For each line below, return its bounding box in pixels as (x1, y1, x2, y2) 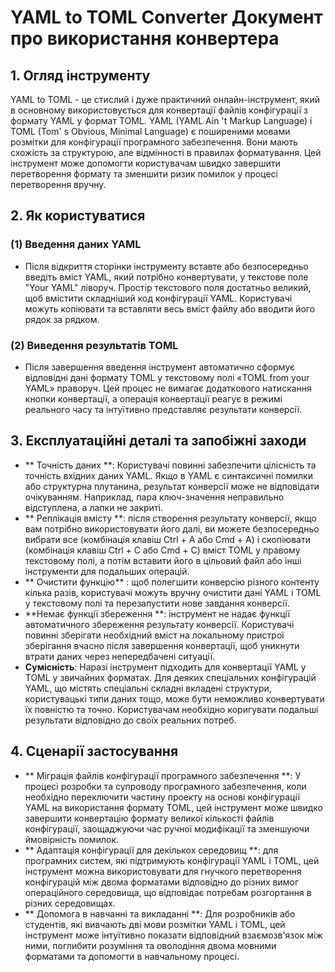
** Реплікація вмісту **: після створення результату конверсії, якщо (24, 512, 317, 524)
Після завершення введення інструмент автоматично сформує (24, 361, 295, 373)
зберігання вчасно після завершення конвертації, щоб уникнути (24, 639, 300, 651)
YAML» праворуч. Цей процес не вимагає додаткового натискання (24, 382, 312, 394)
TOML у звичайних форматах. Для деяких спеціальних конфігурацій (24, 671, 317, 683)
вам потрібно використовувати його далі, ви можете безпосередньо (24, 522, 320, 535)
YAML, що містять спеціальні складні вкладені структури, (24, 682, 272, 694)
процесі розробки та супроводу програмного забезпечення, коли (24, 780, 307, 792)
